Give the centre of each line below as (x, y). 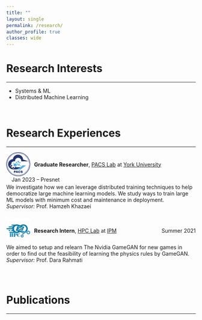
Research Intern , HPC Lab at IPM (75, 231)
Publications (38, 300)
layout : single (25, 19)
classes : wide (24, 38)
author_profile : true (33, 32)
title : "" (19, 13)
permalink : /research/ (35, 25)
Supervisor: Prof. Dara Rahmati (44, 260)
